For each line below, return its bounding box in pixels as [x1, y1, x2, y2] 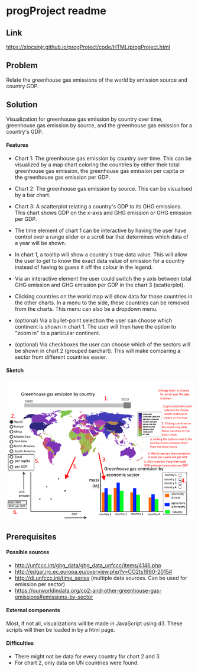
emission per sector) [14, 580, 66, 587]
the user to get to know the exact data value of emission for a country [14, 257, 185, 264]
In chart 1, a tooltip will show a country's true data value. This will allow [14, 250, 188, 258]
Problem [6, 60, 38, 70]
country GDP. [6, 82, 39, 89]
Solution [6, 99, 38, 110]
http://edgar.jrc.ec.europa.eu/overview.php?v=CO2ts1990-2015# [14, 568, 173, 575]
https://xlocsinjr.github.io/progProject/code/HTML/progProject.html [6, 43, 170, 50]
